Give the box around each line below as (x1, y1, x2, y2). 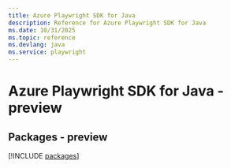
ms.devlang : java (8, 41, 65, 49)
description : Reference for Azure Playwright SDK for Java (8, 19, 207, 27)
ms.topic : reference (8, 33, 76, 42)
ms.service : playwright (8, 48, 87, 56)
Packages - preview (8, 130, 108, 144)
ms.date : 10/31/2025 (8, 26, 76, 34)
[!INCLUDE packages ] (8, 151, 80, 160)
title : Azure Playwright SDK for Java (8, 11, 136, 20)
